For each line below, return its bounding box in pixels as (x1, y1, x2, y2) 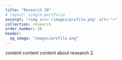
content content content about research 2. (5, 49, 94, 56)
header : (5, 31, 22, 36)
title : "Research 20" (5, 7, 52, 13)
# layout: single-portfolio (5, 12, 65, 17)
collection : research (5, 21, 52, 27)
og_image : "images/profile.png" (10, 36, 79, 41)
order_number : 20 (5, 26, 42, 32)
